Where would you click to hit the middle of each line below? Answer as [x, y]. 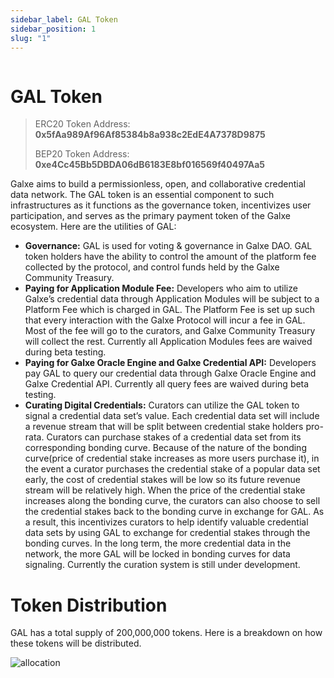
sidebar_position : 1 [53, 29]
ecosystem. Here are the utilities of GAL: [93, 227]
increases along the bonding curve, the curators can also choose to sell [172, 501]
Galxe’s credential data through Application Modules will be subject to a [172, 299]
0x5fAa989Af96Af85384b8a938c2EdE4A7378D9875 [150, 135]
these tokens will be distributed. [76, 643]
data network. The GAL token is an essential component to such [142, 195]
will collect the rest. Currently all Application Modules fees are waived [168, 342]
